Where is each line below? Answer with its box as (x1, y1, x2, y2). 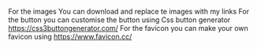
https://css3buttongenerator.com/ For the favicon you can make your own (8, 24, 248, 32)
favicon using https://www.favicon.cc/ (8, 32, 132, 41)
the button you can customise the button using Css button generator (8, 15, 231, 24)
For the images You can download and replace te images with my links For (8, 7, 250, 16)
